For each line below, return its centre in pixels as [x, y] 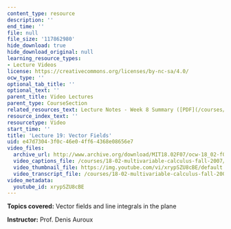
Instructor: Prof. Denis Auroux [50, 220]
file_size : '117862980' [41, 39]
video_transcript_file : [47, 174]
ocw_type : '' [26, 78]
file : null [23, 33]
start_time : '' [29, 129]
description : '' [30, 20]
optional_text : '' [33, 90]
